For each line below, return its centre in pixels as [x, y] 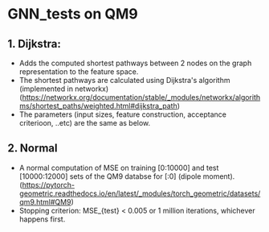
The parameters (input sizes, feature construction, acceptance [122, 114]
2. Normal [33, 149]
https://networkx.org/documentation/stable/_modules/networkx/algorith [141, 97]
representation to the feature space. [79, 72]
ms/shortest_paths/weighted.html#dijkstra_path [98, 106]
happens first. [42, 219]
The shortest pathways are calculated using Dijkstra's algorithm [124, 80]
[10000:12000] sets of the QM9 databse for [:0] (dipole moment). [127, 176]
